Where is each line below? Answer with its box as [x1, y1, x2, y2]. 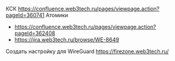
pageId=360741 [5, 11, 45, 19]
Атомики [45, 11, 69, 19]
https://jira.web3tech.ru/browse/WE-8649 [14, 36, 119, 43]
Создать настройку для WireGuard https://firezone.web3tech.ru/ [5, 48, 169, 55]
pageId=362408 [14, 30, 56, 37]
